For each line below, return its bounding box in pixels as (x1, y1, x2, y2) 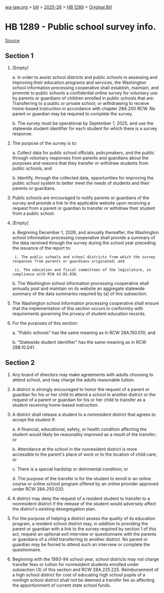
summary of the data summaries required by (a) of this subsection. (12, 290, 148, 296)
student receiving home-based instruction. (12, 402, 99, 408)
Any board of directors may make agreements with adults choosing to (12, 371, 154, 377)
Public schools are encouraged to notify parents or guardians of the (12, 195, 150, 201)
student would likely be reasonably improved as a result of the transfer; (12, 431, 157, 437)
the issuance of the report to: (12, 245, 71, 251)
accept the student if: (12, 416, 56, 422)
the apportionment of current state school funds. (12, 582, 111, 588)
